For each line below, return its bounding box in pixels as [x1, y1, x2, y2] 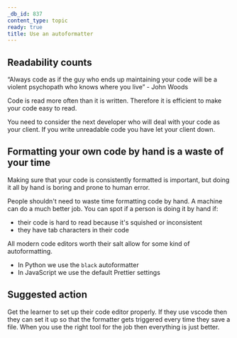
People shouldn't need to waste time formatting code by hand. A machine [7, 196, 223, 205]
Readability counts [7, 56, 92, 68]
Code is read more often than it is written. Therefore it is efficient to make [7, 96, 222, 105]
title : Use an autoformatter [7, 30, 94, 38]
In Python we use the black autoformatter [17, 260, 140, 269]
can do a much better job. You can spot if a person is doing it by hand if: [7, 204, 219, 213]
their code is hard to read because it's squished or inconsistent [17, 218, 202, 227]
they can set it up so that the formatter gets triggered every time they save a [7, 315, 231, 323]
